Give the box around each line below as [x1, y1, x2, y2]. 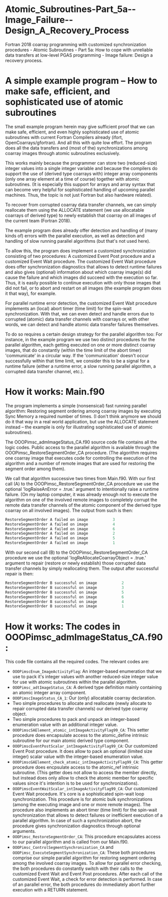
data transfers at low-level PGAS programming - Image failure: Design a [5, 52, 153, 58]
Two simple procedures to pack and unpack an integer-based [12, 716, 140, 722]
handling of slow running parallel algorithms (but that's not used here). [5, 238, 150, 244]
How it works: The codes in [5, 621, 120, 632]
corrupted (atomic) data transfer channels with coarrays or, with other [5, 316, 149, 322]
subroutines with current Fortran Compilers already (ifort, [5, 134, 123, 140]
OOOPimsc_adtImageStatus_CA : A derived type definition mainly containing [12, 684, 162, 690]
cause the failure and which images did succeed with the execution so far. [5, 274, 158, 280]
